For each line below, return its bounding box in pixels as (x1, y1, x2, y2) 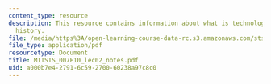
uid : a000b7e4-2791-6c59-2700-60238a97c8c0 (8, 64, 157, 72)
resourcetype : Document (8, 49, 89, 57)
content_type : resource (8, 11, 89, 20)
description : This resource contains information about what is (8, 19, 229, 27)
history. (15, 26, 45, 34)
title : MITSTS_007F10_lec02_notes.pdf (8, 57, 139, 65)
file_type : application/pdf (8, 42, 103, 50)
